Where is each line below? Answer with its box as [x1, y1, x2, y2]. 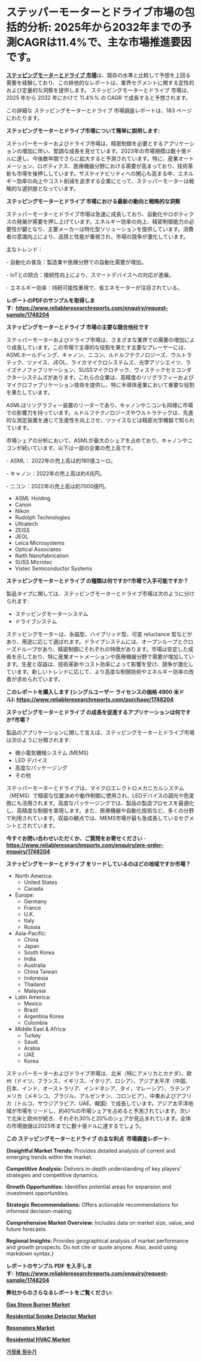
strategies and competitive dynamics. [6, 1171, 99, 1178]
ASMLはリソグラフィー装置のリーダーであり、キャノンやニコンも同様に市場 [6, 401, 193, 408]
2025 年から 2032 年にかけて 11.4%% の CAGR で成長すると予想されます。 [6, 94, 191, 101]
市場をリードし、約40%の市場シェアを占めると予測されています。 [16, 1107, 180, 1114]
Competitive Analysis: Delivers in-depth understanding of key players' [6, 1165, 182, 1172]
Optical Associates [14, 545, 62, 553]
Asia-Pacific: [14, 929, 47, 937]
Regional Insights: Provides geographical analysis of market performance [6, 1237, 189, 1244]
